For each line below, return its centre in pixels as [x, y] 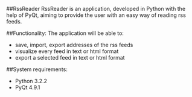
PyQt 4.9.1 [27, 87]
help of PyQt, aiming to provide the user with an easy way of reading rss [96, 15]
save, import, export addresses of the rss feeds [74, 45]
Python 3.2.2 [31, 81]
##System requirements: [37, 69]
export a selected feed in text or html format [70, 58]
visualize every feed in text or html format [67, 51]
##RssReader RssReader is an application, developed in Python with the [96, 9]
